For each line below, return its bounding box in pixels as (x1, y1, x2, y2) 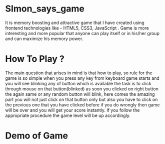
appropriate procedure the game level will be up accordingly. (5, 112, 131, 118)
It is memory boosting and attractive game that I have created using (5, 20, 145, 26)
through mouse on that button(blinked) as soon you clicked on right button (5, 86, 158, 92)
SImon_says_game (5, 3, 85, 15)
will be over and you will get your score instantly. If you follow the (5, 107, 140, 113)
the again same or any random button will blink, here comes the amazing (5, 91, 155, 97)
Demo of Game (5, 130, 68, 141)
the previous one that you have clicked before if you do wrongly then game (5, 101, 160, 108)
